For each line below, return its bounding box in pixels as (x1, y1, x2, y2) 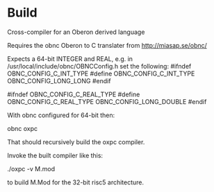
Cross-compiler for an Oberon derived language (7, 28, 145, 36)
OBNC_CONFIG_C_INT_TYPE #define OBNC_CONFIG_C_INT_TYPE (7, 69, 195, 78)
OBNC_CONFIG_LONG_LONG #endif (7, 76, 111, 85)
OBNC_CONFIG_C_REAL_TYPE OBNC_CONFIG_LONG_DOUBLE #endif (7, 97, 207, 105)
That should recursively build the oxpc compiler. (7, 137, 145, 146)
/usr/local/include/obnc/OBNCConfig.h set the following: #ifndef (7, 62, 192, 70)
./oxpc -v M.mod (7, 164, 56, 173)
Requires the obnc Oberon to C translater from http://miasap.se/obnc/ (7, 41, 207, 49)
